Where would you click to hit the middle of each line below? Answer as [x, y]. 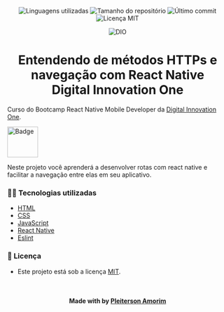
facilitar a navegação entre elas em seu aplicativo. [79, 175]
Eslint [25, 238]
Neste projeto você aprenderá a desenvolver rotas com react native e [107, 167]
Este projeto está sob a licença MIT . [69, 271]
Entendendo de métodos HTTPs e [118, 60]
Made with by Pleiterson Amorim [118, 301]
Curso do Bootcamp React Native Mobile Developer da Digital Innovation [112, 109]
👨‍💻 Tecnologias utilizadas [52, 193]
